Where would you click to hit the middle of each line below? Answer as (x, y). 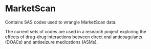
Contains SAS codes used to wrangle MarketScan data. (61, 22)
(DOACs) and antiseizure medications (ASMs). (52, 42)
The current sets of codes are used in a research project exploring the (76, 31)
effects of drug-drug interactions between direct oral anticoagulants (74, 37)
